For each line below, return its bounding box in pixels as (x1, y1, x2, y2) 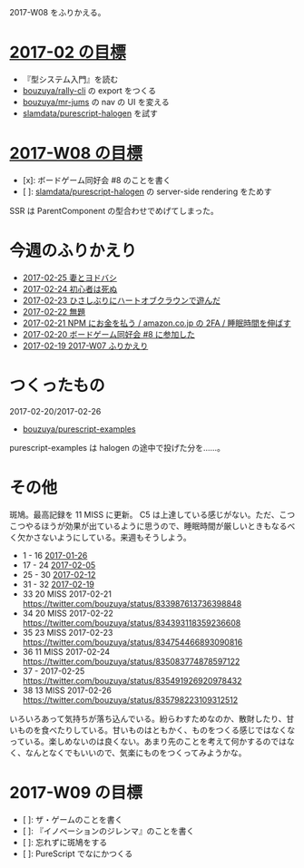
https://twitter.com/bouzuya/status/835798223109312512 (22, 694, 239, 705)
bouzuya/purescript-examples (22, 424, 136, 434)
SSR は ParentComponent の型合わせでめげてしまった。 (9, 205, 220, 216)
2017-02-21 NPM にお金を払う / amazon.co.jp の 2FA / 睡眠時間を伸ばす (22, 317, 292, 328)
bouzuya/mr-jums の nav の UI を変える (22, 96, 170, 107)
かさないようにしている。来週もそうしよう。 (25, 532, 192, 542)
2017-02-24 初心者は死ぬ (22, 283, 118, 294)
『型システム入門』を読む (22, 73, 119, 84)
